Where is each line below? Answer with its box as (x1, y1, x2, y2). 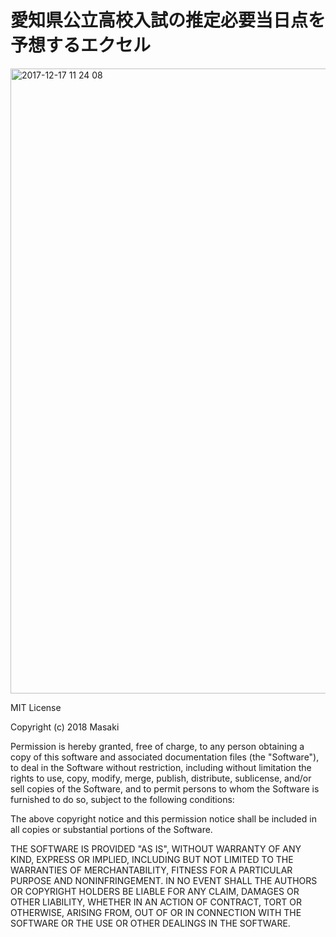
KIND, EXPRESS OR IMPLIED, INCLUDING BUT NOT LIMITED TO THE (10, 853, 294, 865)
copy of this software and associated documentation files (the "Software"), (10, 751, 320, 763)
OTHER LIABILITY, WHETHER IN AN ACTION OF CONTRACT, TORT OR (10, 896, 302, 908)
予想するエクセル (10, 34, 152, 57)
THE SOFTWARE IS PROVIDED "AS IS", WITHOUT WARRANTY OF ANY (10, 842, 302, 855)
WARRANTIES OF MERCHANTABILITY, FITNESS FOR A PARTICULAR (10, 864, 293, 876)
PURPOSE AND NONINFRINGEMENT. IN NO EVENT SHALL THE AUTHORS (10, 874, 318, 886)
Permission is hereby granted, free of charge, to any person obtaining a (10, 740, 305, 752)
